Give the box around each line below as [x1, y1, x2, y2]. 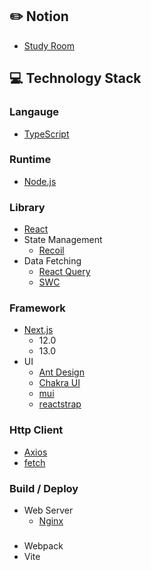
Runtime [9, 153, 52, 167]
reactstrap [38, 398, 82, 410]
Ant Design [38, 366, 85, 378]
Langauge [9, 105, 60, 119]
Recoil [38, 244, 65, 257]
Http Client [9, 423, 64, 437]
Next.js [23, 324, 54, 336]
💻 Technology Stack [9, 70, 142, 87]
